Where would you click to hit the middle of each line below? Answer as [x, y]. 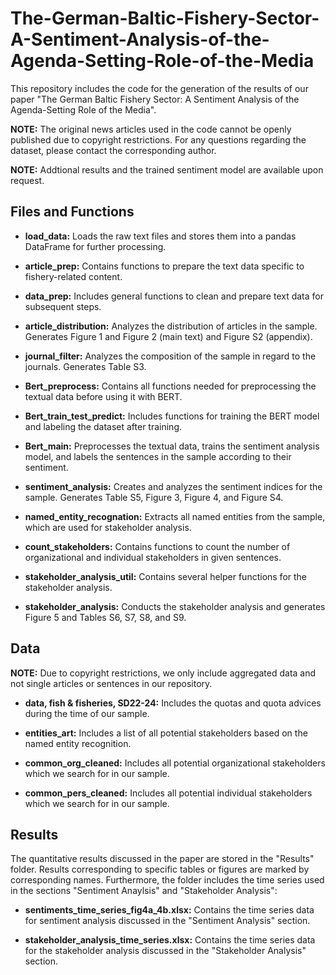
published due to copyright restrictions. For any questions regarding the [158, 139]
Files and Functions [72, 212]
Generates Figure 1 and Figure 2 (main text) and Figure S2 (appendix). [168, 336]
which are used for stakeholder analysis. [108, 527]
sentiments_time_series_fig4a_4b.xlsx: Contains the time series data [169, 910]
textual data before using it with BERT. [103, 396]
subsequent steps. [63, 306]
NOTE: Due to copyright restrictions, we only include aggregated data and [163, 673]
